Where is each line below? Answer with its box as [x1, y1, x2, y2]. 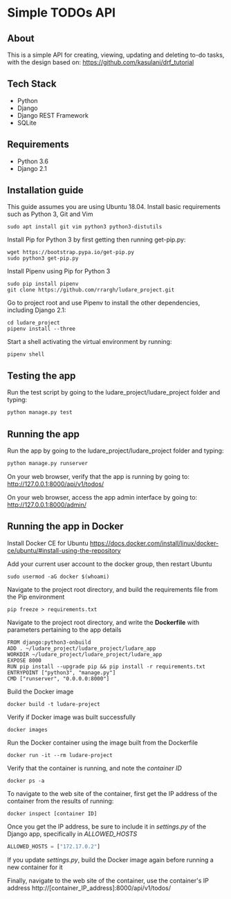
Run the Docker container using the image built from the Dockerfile [7, 738, 198, 747]
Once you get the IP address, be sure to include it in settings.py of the [7, 822, 206, 830]
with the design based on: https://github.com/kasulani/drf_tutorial [7, 58, 194, 66]
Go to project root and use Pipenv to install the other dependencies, [7, 299, 201, 307]
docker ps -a [7, 777, 45, 784]
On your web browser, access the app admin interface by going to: [7, 493, 198, 501]
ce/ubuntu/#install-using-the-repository [7, 546, 121, 554]
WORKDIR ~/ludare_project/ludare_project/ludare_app [7, 651, 163, 658]
